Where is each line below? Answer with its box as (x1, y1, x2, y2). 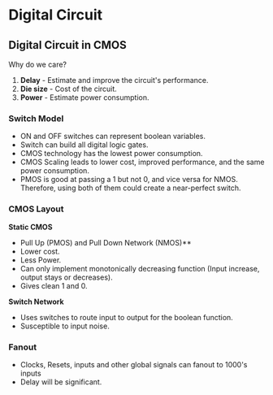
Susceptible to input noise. (19, 321, 110, 331)
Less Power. (19, 254, 62, 265)
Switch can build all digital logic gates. (19, 140, 149, 150)
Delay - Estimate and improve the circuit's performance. (19, 76, 209, 85)
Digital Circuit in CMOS (8, 38, 128, 52)
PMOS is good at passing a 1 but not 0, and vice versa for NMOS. (19, 175, 238, 184)
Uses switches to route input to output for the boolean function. (19, 312, 233, 322)
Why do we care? (8, 59, 67, 69)
